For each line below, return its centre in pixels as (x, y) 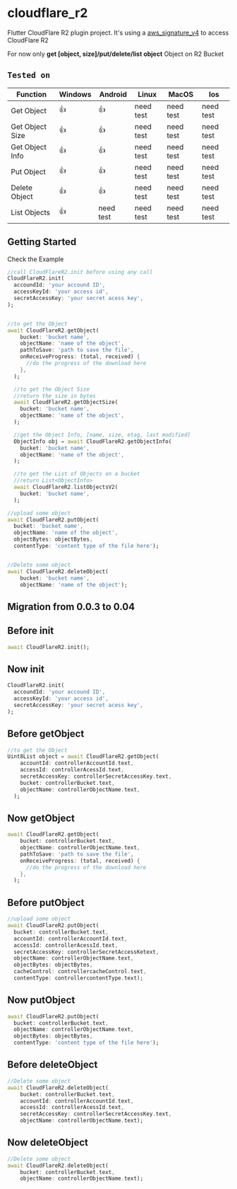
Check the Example (36, 259)
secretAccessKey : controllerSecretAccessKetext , (86, 952)
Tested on (29, 75)
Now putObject (41, 1000)
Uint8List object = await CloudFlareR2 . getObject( (83, 757)
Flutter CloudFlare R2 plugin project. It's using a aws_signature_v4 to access (118, 33)
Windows (75, 94)
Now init (26, 669)
